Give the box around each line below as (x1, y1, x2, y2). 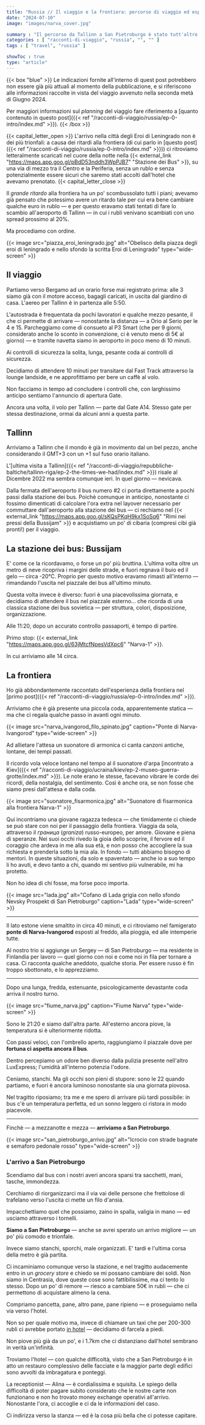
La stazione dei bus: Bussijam (6, 543, 122, 554)
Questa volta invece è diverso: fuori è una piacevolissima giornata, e (6, 591, 178, 598)
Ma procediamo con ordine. (6, 227, 76, 234)
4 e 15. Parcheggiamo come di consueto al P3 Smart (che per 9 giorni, (6, 324, 183, 331)
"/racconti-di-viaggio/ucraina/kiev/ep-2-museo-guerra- (39, 766, 180, 773)
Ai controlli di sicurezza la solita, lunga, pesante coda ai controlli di (6, 349, 174, 356)
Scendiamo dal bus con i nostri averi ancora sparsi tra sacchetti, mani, (6, 1172, 183, 1179)
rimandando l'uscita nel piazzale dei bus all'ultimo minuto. (6, 579, 152, 587)
